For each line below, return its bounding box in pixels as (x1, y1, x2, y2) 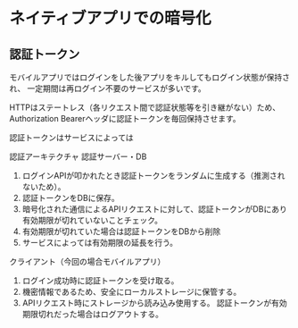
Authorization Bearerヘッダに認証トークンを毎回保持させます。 (9, 114, 241, 123)
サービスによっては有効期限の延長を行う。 (21, 238, 178, 248)
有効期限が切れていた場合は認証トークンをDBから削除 (21, 226, 221, 237)
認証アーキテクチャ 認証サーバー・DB (9, 151, 147, 162)
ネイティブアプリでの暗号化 (9, 8, 211, 29)
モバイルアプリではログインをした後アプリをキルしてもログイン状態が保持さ (9, 72, 290, 82)
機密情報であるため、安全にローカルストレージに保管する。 (21, 287, 242, 297)
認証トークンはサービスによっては (9, 132, 134, 143)
